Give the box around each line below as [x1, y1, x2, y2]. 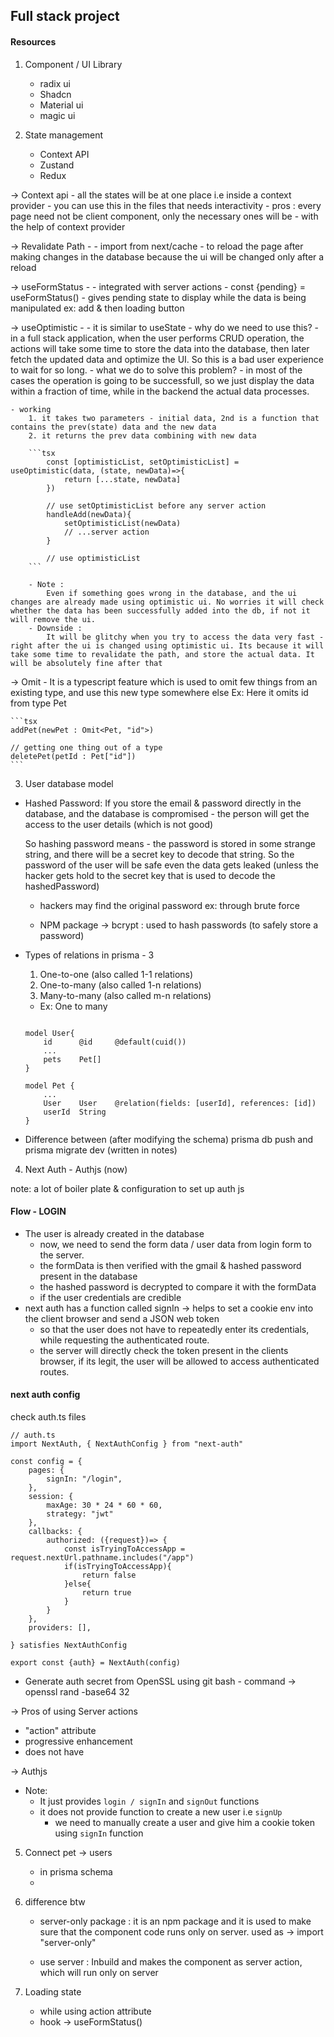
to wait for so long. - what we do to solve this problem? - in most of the [10, 364, 303, 376]
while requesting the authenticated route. [39, 1334, 210, 1346]
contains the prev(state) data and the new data [10, 422, 217, 432]
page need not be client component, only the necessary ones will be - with [10, 210, 319, 222]
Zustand [39, 159, 75, 171]
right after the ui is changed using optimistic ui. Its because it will [10, 640, 325, 651]
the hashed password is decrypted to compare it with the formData [39, 1280, 317, 1293]
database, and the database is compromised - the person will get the [24, 807, 310, 819]
